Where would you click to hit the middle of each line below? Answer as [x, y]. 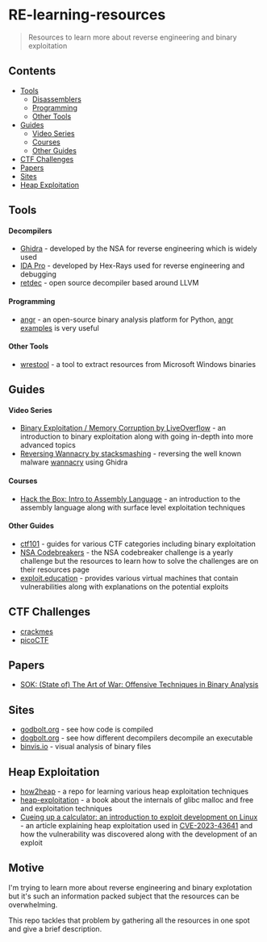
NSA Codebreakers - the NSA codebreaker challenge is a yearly [127, 552]
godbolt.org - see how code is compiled [86, 729]
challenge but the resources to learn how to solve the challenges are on [139, 561]
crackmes [37, 631]
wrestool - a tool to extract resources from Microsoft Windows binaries [138, 364]
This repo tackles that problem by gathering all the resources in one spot [129, 920]
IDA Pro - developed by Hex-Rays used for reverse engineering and [132, 266]
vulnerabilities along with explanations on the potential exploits [124, 586]
